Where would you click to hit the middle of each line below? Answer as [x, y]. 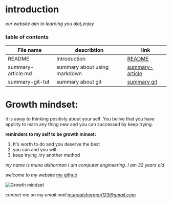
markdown [69, 74]
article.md [20, 74]
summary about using [82, 67]
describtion [89, 50]
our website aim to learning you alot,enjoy [50, 24]
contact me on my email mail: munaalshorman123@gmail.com [71, 195]
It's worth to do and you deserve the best [56, 144]
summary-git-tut [29, 82]
